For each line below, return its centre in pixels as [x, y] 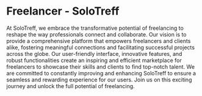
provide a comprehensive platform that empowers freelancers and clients [99, 41]
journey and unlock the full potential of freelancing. [71, 86]
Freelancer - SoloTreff [63, 11]
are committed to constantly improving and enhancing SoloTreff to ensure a [101, 73]
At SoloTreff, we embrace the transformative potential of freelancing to [95, 28]
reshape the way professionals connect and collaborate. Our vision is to [96, 34]
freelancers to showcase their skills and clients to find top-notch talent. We [101, 67]
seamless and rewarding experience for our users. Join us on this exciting [99, 80]
